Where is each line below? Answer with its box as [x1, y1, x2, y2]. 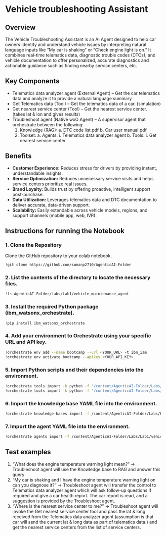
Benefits [5, 152, 32, 160]
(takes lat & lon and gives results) [12, 111, 81, 117]
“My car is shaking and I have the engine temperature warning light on [12, 477, 156, 482]
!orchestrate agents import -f [5, 434, 70, 439]
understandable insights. [12, 170, 63, 176]
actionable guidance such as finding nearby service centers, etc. [5, 63, 137, 68]
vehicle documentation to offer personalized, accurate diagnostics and [5, 57, 149, 63]
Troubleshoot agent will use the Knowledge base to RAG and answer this [12, 466, 161, 472]
